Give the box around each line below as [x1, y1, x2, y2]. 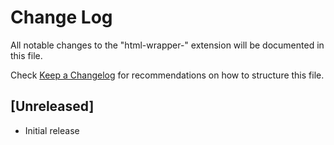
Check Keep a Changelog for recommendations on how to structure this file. [10, 69, 325, 81]
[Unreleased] [10, 98, 95, 115]
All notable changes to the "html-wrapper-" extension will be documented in [10, 39, 325, 51]
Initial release [24, 124, 80, 136]
